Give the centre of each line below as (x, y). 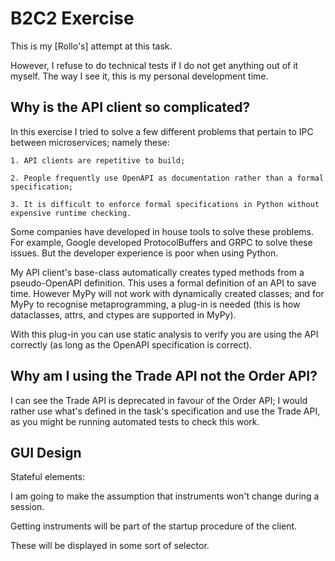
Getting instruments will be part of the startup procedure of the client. (154, 526)
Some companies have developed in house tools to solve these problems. (162, 231)
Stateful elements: (48, 477)
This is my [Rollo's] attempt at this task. (91, 46)
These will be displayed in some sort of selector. (110, 546)
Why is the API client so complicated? (130, 107)
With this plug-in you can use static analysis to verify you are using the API (164, 334)
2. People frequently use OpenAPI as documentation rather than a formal (167, 178)
